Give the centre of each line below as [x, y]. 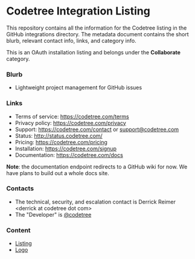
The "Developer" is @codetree [53, 214]
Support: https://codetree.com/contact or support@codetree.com [97, 129]
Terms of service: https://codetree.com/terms [72, 117]
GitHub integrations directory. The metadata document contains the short [97, 34]
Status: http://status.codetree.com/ [59, 136]
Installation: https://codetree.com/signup [66, 149]
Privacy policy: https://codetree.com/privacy [70, 123]
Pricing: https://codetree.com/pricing [61, 142]
